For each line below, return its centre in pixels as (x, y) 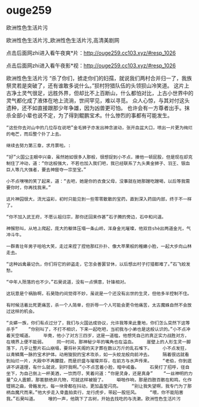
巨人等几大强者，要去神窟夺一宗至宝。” (46, 170)
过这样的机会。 (22, 311)
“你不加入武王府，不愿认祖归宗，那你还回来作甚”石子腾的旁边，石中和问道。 (86, 217)
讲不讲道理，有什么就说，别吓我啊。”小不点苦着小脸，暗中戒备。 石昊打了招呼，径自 (98, 367)
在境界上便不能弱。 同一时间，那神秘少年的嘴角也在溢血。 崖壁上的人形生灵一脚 (99, 342)
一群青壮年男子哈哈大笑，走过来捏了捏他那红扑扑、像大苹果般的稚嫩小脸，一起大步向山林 (99, 246)
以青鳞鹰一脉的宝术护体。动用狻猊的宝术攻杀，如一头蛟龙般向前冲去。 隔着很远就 (96, 355)
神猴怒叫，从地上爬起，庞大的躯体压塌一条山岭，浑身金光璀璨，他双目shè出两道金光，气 (99, 228)
